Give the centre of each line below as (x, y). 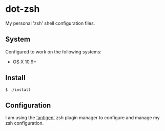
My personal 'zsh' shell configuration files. (50, 23)
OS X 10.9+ (25, 62)
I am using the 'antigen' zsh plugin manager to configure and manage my (82, 118)
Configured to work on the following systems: (53, 51)
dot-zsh (23, 9)
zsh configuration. (25, 123)
